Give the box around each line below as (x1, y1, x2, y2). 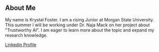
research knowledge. (5, 32, 48, 38)
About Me (5, 4, 36, 12)
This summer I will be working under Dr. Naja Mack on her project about (5, 22, 150, 28)
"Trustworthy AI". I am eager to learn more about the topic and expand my (5, 27, 155, 33)
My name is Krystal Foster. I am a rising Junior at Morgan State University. (5, 17, 154, 22)
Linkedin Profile (5, 41, 37, 48)
